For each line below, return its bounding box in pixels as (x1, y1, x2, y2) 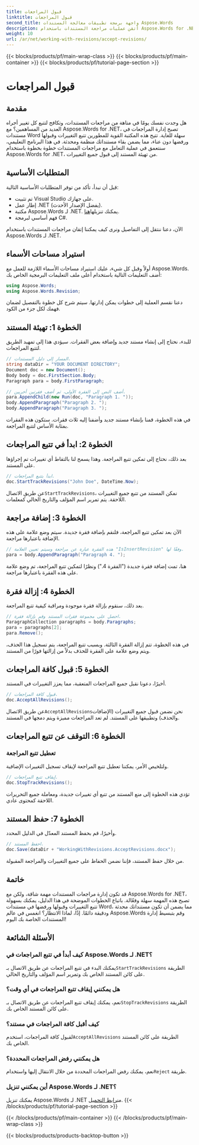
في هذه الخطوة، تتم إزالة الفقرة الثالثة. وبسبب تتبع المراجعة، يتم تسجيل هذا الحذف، (6, 641, 190, 648)
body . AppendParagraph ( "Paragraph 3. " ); (6, 405, 108, 412)
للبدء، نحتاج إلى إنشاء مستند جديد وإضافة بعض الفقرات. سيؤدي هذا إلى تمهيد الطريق (6, 338, 191, 345)
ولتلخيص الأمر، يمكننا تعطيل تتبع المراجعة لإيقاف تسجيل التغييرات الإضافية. (6, 763, 169, 770)
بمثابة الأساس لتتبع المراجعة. (6, 422, 69, 429)
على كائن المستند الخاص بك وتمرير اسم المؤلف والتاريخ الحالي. (6, 970, 145, 978)
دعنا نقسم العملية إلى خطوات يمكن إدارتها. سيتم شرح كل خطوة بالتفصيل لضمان (6, 299, 183, 306)
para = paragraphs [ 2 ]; (6, 624, 62, 630)
